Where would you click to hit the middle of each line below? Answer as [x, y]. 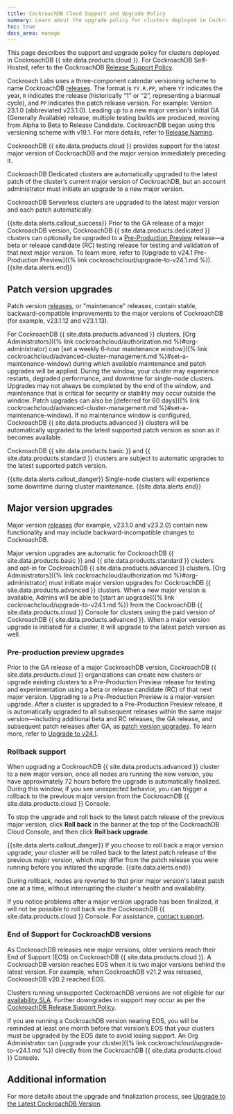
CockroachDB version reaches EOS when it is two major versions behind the [116, 964]
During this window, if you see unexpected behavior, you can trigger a [107, 789]
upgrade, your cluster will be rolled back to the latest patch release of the [112, 853]
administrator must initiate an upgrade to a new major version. [96, 189]
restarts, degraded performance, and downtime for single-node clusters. [111, 378]
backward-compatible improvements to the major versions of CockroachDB [115, 314]
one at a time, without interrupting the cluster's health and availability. [107, 888]
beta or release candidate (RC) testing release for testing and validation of [113, 245]
